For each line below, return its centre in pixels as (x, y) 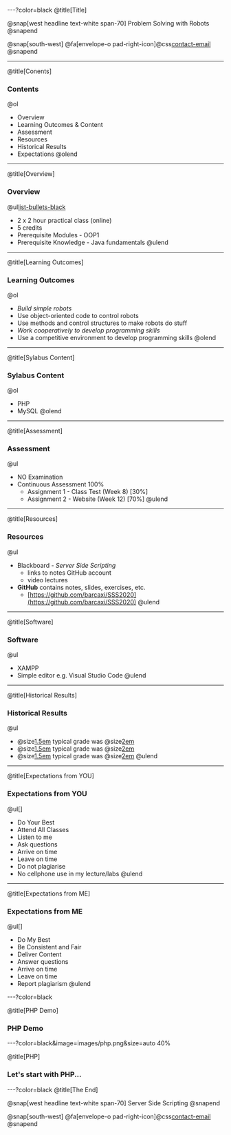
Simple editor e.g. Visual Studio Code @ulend (81, 675)
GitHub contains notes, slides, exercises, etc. (81, 587)
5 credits (30, 228)
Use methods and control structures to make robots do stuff (102, 323)
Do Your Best (36, 822)
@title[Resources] (33, 519)
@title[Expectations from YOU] (51, 776)
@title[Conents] (29, 71)
